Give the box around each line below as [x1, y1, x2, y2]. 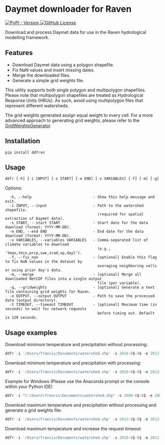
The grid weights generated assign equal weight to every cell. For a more [5, 112, 153, 118]
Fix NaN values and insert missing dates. [12, 67, 95, 73]
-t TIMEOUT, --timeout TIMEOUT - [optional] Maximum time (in [9, 302, 157, 307]
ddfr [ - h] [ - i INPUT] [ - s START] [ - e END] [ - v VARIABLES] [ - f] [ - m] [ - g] [5, 176, 160, 181]
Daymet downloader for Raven [5, 3, 132, 15]
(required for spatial [97, 212, 144, 217]
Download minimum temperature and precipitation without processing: [5, 342, 148, 348]
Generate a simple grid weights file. [12, 77, 84, 83]
